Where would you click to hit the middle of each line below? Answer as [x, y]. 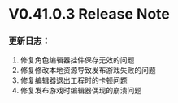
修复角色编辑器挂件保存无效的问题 [77, 60]
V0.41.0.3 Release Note [89, 14]
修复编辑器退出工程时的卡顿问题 [74, 80]
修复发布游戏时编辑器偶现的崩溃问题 [81, 91]
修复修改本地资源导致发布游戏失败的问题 [88, 71]
